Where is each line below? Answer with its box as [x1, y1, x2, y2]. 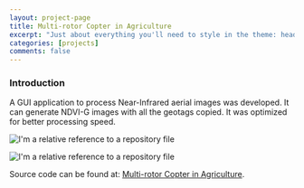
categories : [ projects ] [9, 38, 100, 48]
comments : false [9, 47, 71, 56]
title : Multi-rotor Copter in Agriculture [9, 22, 172, 31]
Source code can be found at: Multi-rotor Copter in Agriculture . [9, 169, 245, 180]
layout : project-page [9, 13, 91, 23]
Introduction [9, 77, 65, 89]
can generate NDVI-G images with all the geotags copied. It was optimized [9, 107, 288, 117]
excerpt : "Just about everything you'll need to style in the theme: [9, 30, 278, 39]
